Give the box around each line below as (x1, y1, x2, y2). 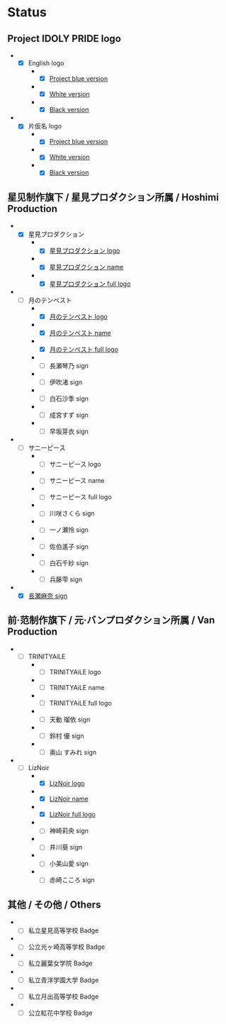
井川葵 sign (49, 843, 83, 852)
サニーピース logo (49, 460, 101, 469)
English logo (28, 59, 65, 67)
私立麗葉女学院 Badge (28, 959, 93, 968)
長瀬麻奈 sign (28, 591, 68, 600)
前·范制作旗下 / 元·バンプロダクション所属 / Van (7, 614, 215, 626)
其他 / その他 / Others (7, 898, 101, 911)
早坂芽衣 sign (49, 427, 89, 436)
